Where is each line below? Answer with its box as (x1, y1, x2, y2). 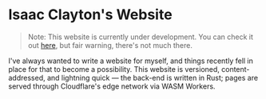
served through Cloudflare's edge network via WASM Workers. (8, 81, 216, 91)
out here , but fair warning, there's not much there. (27, 40, 193, 49)
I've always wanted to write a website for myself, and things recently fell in (8, 56, 254, 65)
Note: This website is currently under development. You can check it (27, 32, 253, 42)
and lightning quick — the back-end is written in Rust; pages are (46, 73, 258, 82)
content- (220, 64, 250, 73)
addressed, (8, 73, 46, 82)
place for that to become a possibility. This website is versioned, (8, 64, 220, 73)
